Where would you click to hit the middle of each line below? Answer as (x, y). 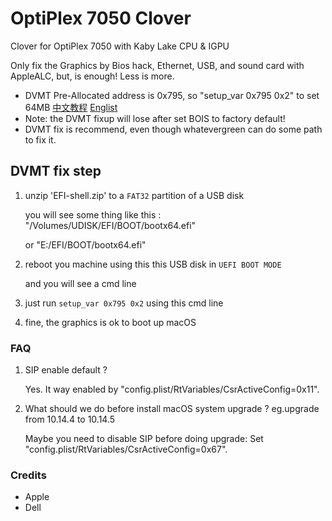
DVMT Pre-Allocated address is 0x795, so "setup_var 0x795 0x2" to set (172, 95)
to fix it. (40, 139)
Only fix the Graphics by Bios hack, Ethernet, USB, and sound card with (157, 65)
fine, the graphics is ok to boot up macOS (110, 322)
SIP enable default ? (66, 370)
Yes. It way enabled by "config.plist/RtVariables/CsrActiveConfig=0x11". (172, 389)
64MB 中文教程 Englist (71, 107)
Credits (28, 475)
